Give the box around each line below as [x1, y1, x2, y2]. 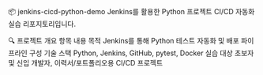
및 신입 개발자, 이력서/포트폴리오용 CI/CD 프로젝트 [8, 58, 163, 67]
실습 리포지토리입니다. [8, 19, 77, 28]
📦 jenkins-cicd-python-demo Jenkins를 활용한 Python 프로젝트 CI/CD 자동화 [8, 7, 255, 16]
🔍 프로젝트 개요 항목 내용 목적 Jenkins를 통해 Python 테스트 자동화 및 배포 [8, 36, 239, 45]
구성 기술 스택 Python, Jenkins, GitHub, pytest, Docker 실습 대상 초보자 [28, 48, 254, 58]
